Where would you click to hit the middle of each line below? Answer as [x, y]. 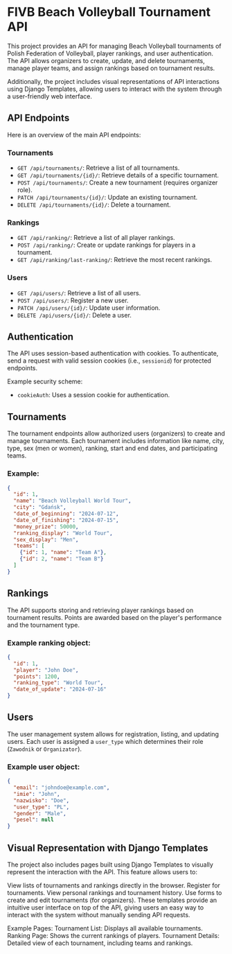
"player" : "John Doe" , [46, 670]
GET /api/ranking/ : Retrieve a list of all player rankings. [96, 238]
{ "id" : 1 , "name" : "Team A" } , [63, 553]
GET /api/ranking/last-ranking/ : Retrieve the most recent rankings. [115, 260]
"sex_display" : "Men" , [46, 539]
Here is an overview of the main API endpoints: [74, 135]
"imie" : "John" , [37, 794]
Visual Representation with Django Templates [108, 848]
